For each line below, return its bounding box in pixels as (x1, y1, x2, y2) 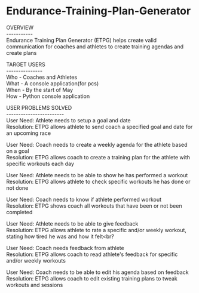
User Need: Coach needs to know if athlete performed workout (6, 196, 162, 203)
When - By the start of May (6, 86, 74, 93)
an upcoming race (6, 129, 51, 137)
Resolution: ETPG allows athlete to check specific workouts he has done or (6, 178, 191, 185)
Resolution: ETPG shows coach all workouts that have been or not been (6, 202, 182, 209)
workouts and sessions (6, 281, 63, 288)
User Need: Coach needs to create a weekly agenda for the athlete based (6, 141, 188, 148)
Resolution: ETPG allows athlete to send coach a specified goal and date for (6, 123, 193, 130)
